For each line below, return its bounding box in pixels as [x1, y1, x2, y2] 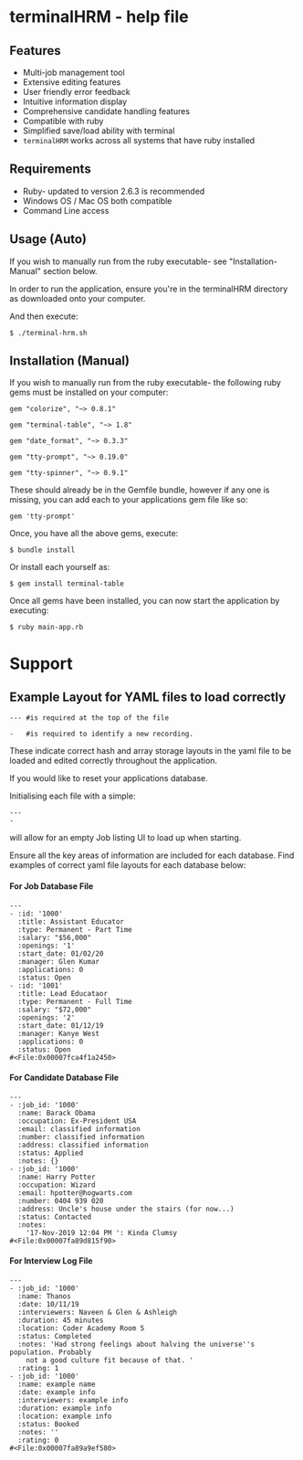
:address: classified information [17, 1140, 149, 1149]
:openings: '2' [17, 1012, 76, 1022]
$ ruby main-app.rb [9, 623, 84, 632]
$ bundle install [9, 545, 76, 555]
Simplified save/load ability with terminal [22, 125, 175, 136]
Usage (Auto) [9, 231, 88, 248]
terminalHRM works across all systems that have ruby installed [22, 135, 256, 145]
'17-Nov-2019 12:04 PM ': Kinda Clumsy [26, 1228, 178, 1237]
